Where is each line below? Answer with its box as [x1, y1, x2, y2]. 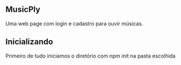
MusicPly [5, 5, 40, 15]
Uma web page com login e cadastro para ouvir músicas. [5, 20, 144, 27]
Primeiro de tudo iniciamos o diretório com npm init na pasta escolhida [5, 52, 176, 59]
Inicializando [5, 37, 53, 47]
